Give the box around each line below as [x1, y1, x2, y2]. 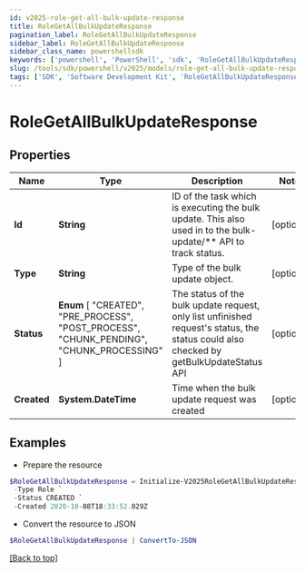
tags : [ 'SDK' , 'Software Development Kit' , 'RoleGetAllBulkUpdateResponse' [9, 73, 302, 82]
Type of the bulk [172, 261, 241, 273]
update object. [172, 272, 234, 285]
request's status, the [172, 321, 260, 334]
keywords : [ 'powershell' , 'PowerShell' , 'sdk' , [9, 55, 193, 64]
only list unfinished [172, 310, 252, 322]
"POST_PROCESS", [58, 321, 141, 334]
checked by [172, 344, 222, 357]
